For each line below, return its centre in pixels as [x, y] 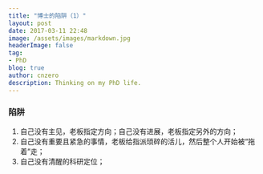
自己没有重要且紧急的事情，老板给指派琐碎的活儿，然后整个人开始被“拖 [137, 141]
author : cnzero [34, 75]
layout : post [30, 23]
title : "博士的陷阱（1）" [47, 16]
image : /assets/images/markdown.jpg [69, 38]
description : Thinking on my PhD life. [75, 83]
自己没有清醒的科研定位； [62, 161]
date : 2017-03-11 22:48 [48, 30]
